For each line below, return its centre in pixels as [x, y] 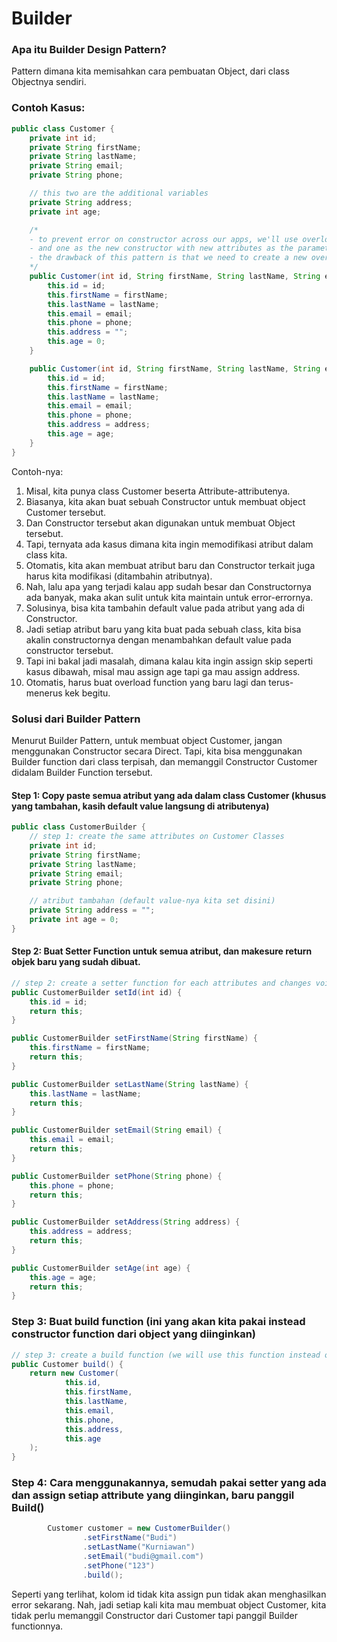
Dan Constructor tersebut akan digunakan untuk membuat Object [160, 523]
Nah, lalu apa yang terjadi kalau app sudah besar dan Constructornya [168, 586]
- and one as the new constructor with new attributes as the [161, 248]
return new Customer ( [74, 1373]
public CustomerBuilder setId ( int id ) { [97, 992]
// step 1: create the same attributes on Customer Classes [157, 837]
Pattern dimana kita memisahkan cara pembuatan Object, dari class [150, 71]
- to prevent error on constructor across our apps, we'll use [164, 239]
